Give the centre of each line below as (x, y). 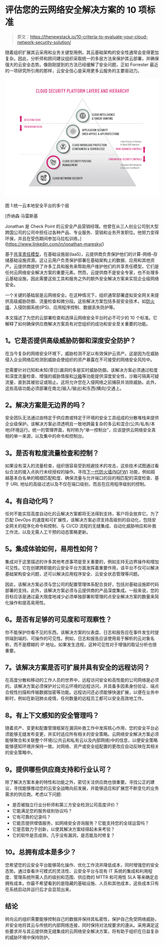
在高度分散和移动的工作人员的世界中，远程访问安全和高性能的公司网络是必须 (82, 680)
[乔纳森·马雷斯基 (21, 216)
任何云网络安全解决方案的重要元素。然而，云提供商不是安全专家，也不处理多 (82, 272)
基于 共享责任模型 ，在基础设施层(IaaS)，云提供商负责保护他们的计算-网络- (79, 254)
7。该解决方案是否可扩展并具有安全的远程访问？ (78, 667)
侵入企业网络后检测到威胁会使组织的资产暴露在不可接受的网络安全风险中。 (80, 360)
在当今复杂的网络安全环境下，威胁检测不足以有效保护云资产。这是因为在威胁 (82, 353)
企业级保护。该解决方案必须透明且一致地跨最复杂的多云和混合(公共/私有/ (78, 424)
